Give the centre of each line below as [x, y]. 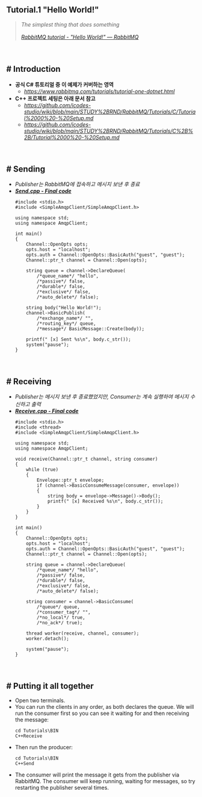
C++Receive [29, 736]
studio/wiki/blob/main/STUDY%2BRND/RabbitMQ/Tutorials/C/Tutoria [110, 112]
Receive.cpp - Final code [47, 411]
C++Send [24, 764]
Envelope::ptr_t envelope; [71, 480]
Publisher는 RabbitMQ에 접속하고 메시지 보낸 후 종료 [77, 184]
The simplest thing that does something [70, 24]
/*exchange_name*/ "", [65, 318]
